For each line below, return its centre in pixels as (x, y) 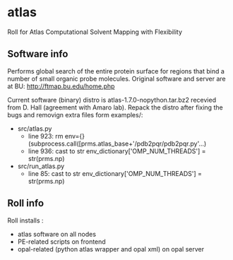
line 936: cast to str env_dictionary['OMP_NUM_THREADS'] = (117, 151)
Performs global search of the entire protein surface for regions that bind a (116, 71)
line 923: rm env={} (56, 136)
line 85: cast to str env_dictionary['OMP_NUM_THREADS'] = (115, 173)
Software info (38, 54)
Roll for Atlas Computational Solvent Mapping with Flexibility (95, 32)
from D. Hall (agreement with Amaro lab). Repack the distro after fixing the (115, 107)
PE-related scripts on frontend (61, 242)
